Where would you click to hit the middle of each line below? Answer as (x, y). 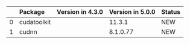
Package (32, 12)
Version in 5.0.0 (132, 12)
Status (171, 12)
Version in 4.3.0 (80, 12)
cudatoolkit (35, 22)
